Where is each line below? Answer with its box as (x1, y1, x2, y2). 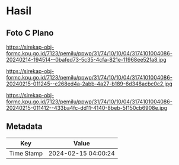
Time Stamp (9, 149, 43, 157)
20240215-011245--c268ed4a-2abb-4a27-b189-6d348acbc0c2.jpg (6, 80, 173, 87)
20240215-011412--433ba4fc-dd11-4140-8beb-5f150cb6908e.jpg (6, 104, 168, 111)
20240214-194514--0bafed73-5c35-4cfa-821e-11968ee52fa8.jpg (6, 56, 167, 63)
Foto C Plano (6, 28, 54, 38)
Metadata (6, 122, 43, 132)
